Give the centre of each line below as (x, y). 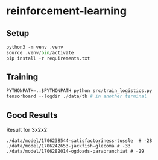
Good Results (32, 115)
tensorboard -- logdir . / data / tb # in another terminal (77, 97)
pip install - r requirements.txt (48, 58)
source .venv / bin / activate (40, 52)
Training (22, 77)
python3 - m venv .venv (35, 47)
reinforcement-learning (67, 11)
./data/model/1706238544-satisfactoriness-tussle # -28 (79, 141)
